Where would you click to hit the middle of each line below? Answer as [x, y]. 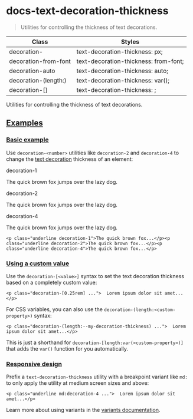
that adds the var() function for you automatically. [67, 348]
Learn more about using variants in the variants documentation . [83, 410]
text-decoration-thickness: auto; [122, 71]
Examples [24, 123]
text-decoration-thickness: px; [120, 51]
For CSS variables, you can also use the [55, 309]
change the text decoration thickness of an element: [70, 159]
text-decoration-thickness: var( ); [123, 80]
